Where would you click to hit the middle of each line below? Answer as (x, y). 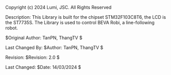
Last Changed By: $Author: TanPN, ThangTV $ (54, 47)
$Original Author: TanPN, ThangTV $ (44, 38)
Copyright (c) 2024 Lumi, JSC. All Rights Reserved (58, 7)
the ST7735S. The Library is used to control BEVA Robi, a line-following (80, 23)
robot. (12, 28)
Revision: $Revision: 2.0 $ (32, 57)
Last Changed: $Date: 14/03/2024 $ (43, 67)
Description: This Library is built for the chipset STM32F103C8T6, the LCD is (86, 17)
